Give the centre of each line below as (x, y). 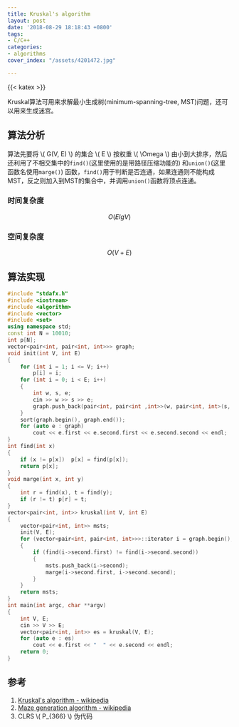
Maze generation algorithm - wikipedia (74, 708)
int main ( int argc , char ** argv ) (57, 606)
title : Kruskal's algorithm (49, 14)
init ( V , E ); (38, 532)
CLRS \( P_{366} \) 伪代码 (55, 716)
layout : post (27, 21)
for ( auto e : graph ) (52, 426)
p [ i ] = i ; (47, 373)
